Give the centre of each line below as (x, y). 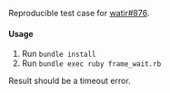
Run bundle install (59, 54)
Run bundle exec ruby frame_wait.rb (91, 63)
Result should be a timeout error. (70, 81)
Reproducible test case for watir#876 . (79, 13)
